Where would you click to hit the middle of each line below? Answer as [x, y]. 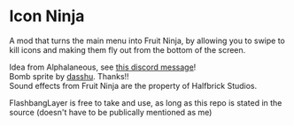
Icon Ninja [47, 16]
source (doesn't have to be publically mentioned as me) [111, 112]
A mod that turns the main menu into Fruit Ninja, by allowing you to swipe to [147, 41]
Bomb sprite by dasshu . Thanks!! [70, 76]
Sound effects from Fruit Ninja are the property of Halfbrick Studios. [133, 85]
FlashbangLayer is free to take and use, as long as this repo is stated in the [146, 102]
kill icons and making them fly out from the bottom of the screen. [128, 49]
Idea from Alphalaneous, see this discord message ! [103, 67]
